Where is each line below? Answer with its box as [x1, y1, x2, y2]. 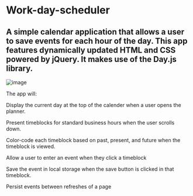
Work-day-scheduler [6, 4, 110, 17]
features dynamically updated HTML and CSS [6, 45, 176, 55]
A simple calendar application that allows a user [6, 27, 185, 37]
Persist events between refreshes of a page [6, 183, 112, 190]
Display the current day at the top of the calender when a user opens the [6, 102, 181, 108]
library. [6, 63, 33, 73]
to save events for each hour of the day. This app [6, 36, 188, 46]
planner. [6, 108, 26, 115]
